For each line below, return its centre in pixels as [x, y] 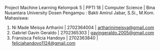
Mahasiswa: [17, 18]
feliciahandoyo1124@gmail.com [44, 43]
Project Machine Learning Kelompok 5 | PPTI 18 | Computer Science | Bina [80, 8]
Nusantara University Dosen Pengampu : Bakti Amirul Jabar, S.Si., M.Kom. [80, 13]
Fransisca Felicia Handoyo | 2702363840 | [55, 38]
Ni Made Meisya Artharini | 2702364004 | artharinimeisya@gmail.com [83, 27]
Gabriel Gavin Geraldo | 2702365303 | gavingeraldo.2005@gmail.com [83, 33]
